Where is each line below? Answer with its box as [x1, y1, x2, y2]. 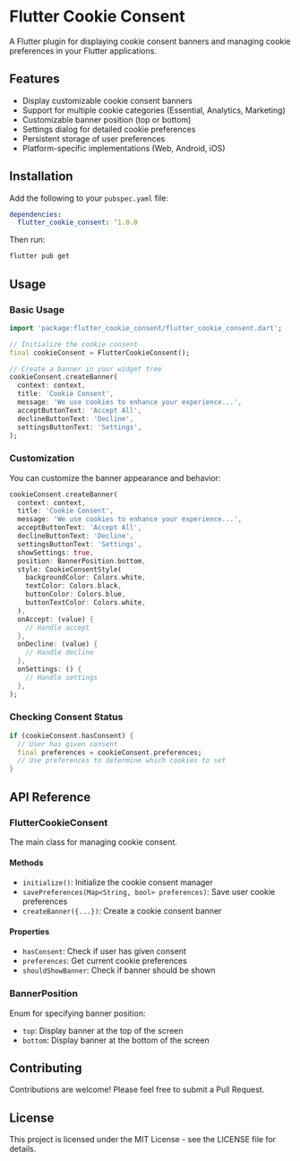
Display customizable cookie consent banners [21, 95, 193, 106]
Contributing [9, 1061, 82, 1076]
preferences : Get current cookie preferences [21, 956, 188, 967]
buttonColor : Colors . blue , [25, 589, 126, 599]
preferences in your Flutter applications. [9, 45, 157, 56]
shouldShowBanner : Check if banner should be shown [21, 965, 217, 976]
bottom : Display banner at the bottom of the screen [21, 1035, 210, 1045]
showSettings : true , [17, 548, 94, 557]
